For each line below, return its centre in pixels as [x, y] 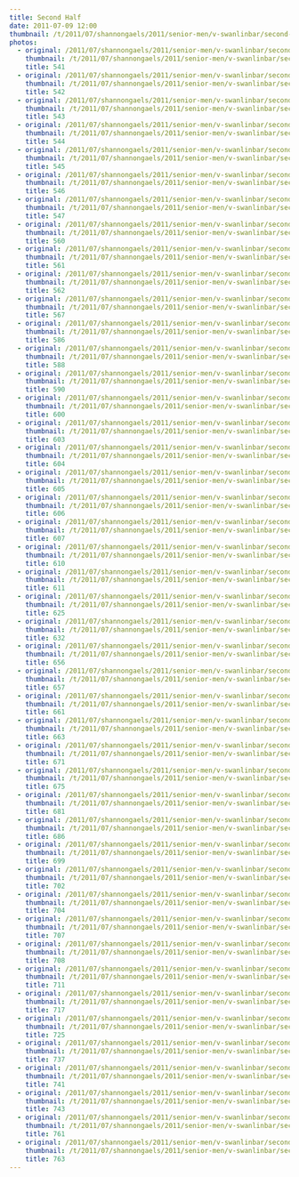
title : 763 [45, 1159]
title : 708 [45, 960]
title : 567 [45, 315]
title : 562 [45, 290]
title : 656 [45, 663]
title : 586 [45, 340]
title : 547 [45, 216]
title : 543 [45, 117]
